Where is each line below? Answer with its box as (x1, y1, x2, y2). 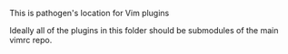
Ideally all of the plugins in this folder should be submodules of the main (9, 25, 279, 35)
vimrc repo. (9, 35, 53, 45)
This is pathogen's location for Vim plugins (9, 8, 170, 18)
